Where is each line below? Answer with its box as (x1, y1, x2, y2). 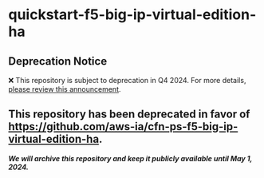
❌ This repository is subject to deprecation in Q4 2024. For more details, (8, 76, 246, 85)
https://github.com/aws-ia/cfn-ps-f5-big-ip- (8, 120, 238, 133)
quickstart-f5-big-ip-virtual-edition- (8, 6, 257, 24)
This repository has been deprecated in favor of (8, 108, 250, 121)
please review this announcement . (8, 85, 121, 93)
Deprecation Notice (8, 54, 108, 68)
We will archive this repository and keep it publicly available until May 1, (8, 153, 253, 163)
